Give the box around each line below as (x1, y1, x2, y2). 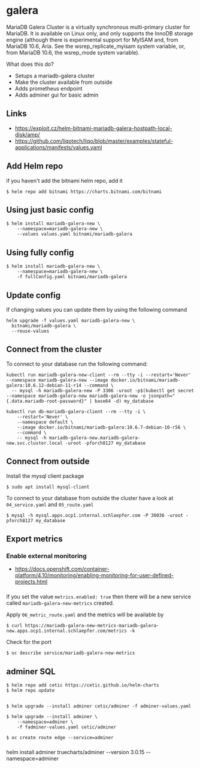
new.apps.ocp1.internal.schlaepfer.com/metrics (6, 628, 128, 634)
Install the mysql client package (6, 472, 84, 480)
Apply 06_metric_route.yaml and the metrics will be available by (6, 611, 164, 618)
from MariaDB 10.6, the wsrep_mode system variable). (6, 49, 140, 56)
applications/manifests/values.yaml (14, 143, 102, 150)
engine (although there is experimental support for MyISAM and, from (6, 36, 178, 43)
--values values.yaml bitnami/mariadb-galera (17, 231, 133, 237)
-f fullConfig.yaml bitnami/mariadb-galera (17, 274, 128, 280)
